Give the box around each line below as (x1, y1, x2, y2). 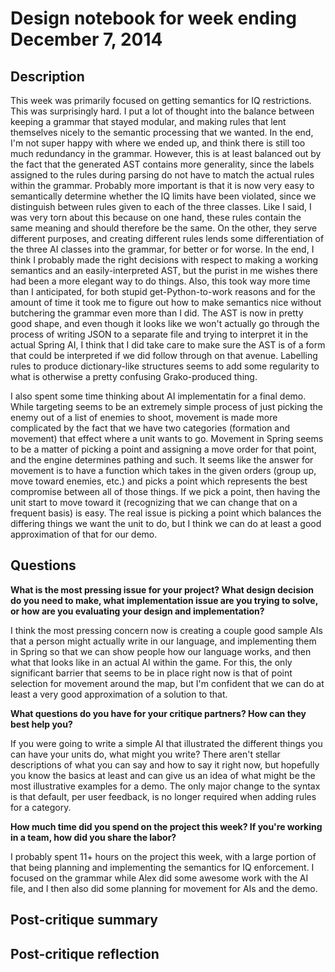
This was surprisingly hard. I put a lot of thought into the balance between (10, 105, 315, 117)
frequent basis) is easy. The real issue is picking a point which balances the (10, 507, 322, 519)
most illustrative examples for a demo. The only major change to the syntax (10, 780, 321, 792)
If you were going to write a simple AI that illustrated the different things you (10, 737, 323, 749)
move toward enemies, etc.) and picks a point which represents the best (10, 475, 308, 487)
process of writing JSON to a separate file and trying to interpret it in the (10, 328, 309, 340)
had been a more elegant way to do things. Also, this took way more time (10, 275, 311, 287)
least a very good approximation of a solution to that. (10, 688, 228, 700)
